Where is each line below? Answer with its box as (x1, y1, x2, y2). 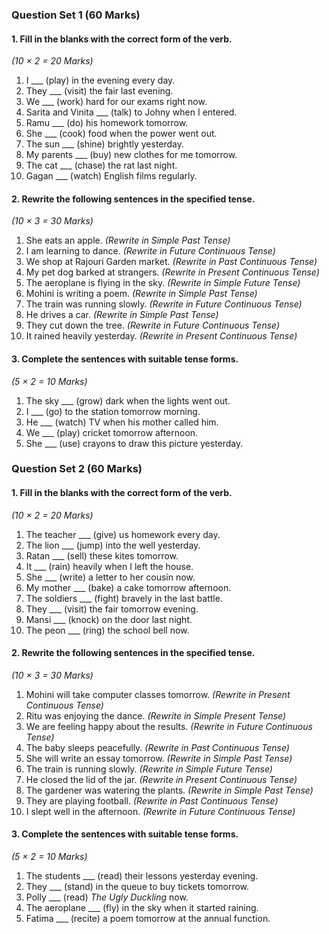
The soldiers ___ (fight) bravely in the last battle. (25, 592, 223, 604)
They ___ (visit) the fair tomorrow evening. (25, 603, 199, 615)
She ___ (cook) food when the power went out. (25, 128, 218, 140)
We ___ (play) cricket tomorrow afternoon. (25, 426, 199, 438)
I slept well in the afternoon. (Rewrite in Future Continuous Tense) (25, 805, 296, 817)
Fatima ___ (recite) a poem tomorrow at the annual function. (25, 913, 271, 925)
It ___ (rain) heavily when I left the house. (25, 560, 194, 572)
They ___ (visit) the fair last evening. (25, 85, 174, 97)
